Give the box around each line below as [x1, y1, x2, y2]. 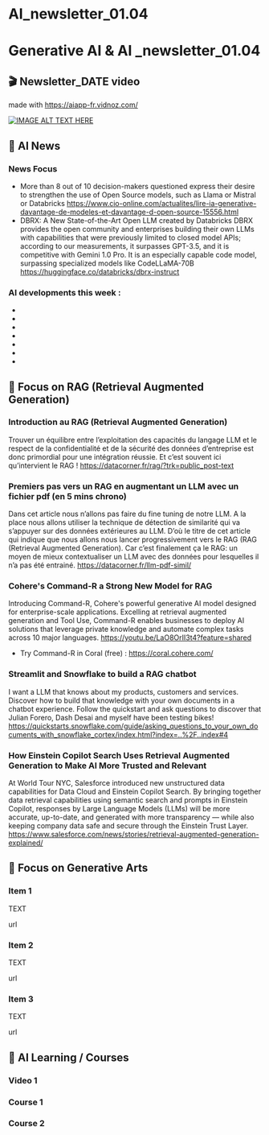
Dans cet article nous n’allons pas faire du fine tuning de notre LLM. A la [8, 509, 247, 519]
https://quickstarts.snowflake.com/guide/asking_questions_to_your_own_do [8, 721, 259, 731]
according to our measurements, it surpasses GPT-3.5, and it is [19, 241, 230, 250]
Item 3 [8, 993, 34, 1005]
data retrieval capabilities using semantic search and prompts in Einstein [8, 795, 248, 805]
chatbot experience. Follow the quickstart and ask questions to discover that [8, 704, 262, 713]
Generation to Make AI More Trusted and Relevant [8, 760, 207, 771]
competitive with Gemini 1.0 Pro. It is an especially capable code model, [19, 250, 257, 259]
